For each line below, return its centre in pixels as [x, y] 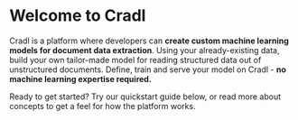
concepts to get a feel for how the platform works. [102, 106]
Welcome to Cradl [78, 16]
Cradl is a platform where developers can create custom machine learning [149, 41]
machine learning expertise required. [80, 78]
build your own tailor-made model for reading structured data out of [135, 60]
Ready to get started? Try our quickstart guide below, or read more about [145, 97]
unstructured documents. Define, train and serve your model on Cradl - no [148, 69]
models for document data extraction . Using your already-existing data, [144, 50]
